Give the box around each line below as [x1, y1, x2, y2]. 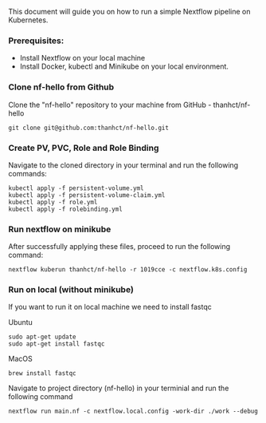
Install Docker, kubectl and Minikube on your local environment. [19, 61, 229, 71]
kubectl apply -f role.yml [8, 198, 98, 206]
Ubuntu [8, 318, 33, 327]
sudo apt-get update [8, 333, 77, 342]
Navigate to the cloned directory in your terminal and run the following [8, 160, 239, 170]
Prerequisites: [8, 35, 65, 46]
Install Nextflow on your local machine [19, 53, 146, 63]
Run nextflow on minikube [8, 223, 111, 235]
